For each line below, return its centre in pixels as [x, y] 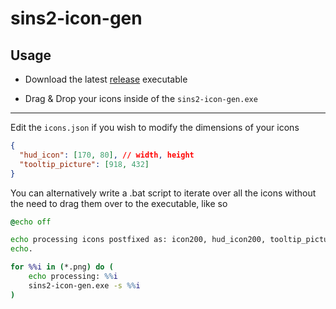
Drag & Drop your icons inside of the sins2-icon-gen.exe [141, 98]
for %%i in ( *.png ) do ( [62, 267]
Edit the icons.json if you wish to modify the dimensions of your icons [155, 127]
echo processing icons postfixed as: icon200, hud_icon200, [138, 240]
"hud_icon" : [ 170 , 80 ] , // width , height [107, 155]
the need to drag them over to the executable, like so [119, 203]
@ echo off [31, 222]
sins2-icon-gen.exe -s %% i [84, 285]
